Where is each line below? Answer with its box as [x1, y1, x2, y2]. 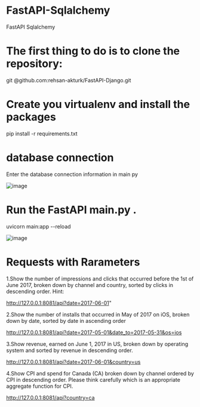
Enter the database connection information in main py [6, 171, 139, 178]
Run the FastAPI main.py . [6, 203, 137, 217]
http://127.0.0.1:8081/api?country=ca [6, 394, 95, 401]
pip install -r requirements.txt [6, 129, 78, 137]
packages [6, 110, 57, 124]
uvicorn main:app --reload [6, 223, 71, 230]
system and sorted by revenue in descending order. [6, 347, 133, 354]
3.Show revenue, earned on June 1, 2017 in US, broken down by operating [6, 340, 189, 347]
